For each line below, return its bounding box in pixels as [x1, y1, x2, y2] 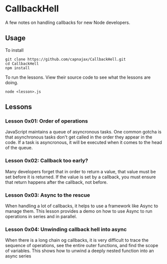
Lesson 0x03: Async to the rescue [5, 191, 90, 198]
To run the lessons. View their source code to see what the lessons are [5, 74, 151, 80]
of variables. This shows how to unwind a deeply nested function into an [5, 248, 155, 254]
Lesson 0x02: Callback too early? [5, 157, 88, 164]
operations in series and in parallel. [5, 214, 77, 220]
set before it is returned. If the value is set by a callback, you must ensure [5, 174, 156, 180]
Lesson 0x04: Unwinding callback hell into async [5, 226, 127, 233]
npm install [5, 65, 30, 70]
